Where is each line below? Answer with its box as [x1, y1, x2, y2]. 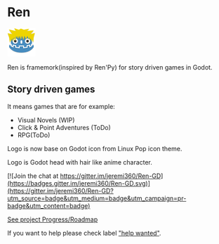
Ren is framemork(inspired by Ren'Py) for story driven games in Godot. [7, 63, 213, 71]
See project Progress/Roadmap [7, 215, 98, 224]
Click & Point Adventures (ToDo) [17, 123, 111, 131]
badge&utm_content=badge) [7, 201, 91, 210]
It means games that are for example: [7, 102, 116, 110]
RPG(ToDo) [17, 131, 51, 139]
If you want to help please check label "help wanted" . [7, 229, 161, 237]
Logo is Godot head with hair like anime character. [7, 158, 153, 166]
